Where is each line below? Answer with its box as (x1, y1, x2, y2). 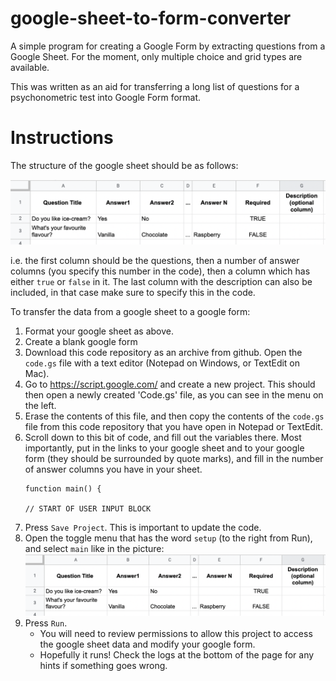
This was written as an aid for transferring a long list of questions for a (10, 80, 300, 92)
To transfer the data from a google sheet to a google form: (10, 305, 251, 317)
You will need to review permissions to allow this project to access (39, 627, 313, 639)
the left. (24, 399, 57, 411)
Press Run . (24, 617, 68, 629)
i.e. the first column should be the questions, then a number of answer (10, 254, 300, 266)
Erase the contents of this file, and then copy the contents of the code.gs (24, 410, 325, 422)
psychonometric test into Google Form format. (10, 91, 202, 103)
